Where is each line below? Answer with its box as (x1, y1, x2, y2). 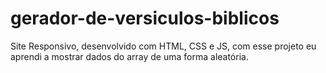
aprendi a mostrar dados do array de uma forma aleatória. (10, 50, 249, 62)
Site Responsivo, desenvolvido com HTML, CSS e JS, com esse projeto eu (10, 40, 317, 52)
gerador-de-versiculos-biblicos (10, 7, 280, 30)
